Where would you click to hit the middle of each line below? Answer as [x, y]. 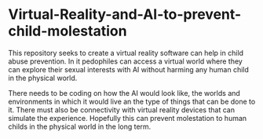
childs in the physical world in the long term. [80, 126]
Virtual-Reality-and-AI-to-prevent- [125, 15]
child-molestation [68, 31]
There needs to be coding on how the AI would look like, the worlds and [124, 93]
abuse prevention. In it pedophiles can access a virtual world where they [126, 61]
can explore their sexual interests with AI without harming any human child [129, 69]
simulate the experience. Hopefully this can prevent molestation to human [128, 118]
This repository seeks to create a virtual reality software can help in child [126, 53]
